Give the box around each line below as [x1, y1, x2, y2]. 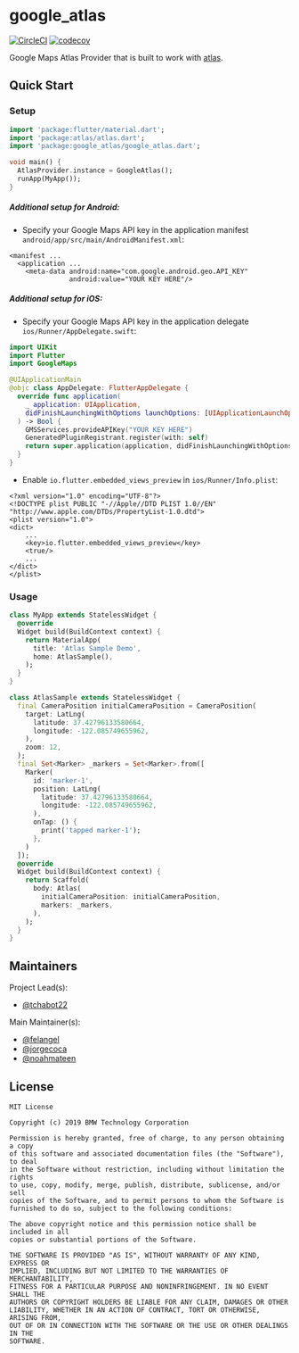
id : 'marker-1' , [32, 776, 93, 785]
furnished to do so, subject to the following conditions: [9, 1204, 233, 1213]
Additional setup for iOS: [9, 294, 103, 304]
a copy [9, 1141, 34, 1150]
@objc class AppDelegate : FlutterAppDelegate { [9, 384, 190, 393]
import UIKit [9, 343, 58, 352]
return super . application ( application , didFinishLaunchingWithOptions [25, 442, 293, 451]
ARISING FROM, [9, 1313, 62, 1322]
